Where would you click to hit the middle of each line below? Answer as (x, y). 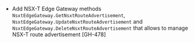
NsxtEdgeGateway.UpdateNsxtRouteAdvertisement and (77, 21)
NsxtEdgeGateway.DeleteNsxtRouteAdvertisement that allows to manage (100, 28)
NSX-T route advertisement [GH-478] (59, 35)
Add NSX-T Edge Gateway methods (57, 9)
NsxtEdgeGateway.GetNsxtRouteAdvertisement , (69, 15)
